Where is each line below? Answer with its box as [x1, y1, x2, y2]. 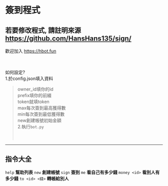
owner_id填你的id [17, 86, 53, 92]
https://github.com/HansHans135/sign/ [5, 34, 131, 42]
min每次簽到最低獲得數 [17, 111, 65, 117]
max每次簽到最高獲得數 [17, 105, 66, 110]
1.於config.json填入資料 [5, 75, 53, 81]
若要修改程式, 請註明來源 [5, 26, 81, 34]
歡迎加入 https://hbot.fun [5, 48, 56, 54]
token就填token [17, 98, 50, 104]
